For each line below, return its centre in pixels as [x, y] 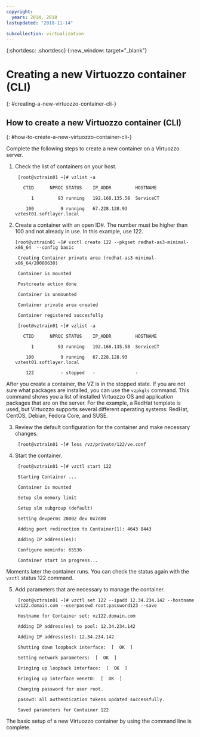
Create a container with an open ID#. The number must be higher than [101, 225]
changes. [26, 434]
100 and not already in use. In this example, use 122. [79, 231]
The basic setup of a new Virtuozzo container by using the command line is [99, 721]
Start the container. [39, 455]
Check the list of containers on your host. [66, 166]
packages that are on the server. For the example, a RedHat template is [93, 403]
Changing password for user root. [61, 689]
